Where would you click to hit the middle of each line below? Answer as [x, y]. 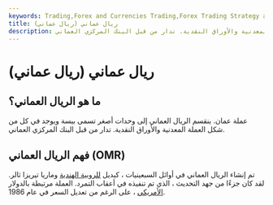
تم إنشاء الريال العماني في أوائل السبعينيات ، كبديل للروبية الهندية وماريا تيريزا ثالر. [132, 175]
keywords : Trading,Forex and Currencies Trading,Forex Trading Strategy [134, 16]
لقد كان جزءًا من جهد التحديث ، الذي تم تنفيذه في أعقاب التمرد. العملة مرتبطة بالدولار [136, 183]
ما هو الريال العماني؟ [55, 101]
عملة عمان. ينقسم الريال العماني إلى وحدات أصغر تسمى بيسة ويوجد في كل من [128, 121]
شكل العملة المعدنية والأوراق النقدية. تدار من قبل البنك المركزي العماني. [117, 129]
